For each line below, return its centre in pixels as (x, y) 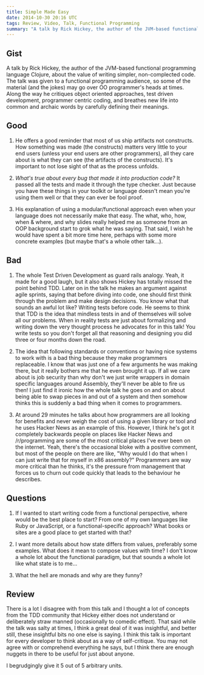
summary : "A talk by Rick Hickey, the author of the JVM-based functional (103, 29)
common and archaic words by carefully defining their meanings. (88, 107)
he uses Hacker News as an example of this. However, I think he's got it (104, 427)
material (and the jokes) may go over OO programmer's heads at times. (95, 87)
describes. (28, 479)
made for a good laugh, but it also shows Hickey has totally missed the (104, 281)
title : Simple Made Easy (38, 12)
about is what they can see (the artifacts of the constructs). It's (94, 160)
